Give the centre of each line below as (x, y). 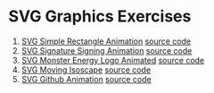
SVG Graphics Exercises (100, 17)
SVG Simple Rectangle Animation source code (106, 41)
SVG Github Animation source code (86, 79)
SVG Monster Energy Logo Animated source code (113, 60)
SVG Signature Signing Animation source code (107, 50)
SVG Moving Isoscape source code (86, 70)
